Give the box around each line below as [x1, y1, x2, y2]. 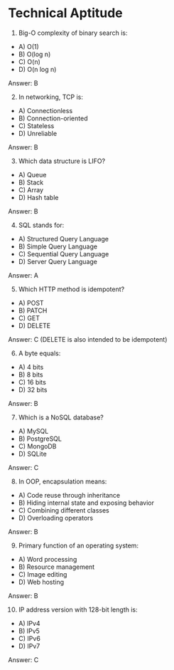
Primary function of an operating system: [18, 541, 139, 550]
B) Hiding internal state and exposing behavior [18, 498, 155, 507]
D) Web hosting [18, 577, 65, 586]
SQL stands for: [18, 221, 65, 229]
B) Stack [18, 178, 44, 187]
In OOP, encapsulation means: [18, 477, 107, 486]
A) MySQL [18, 426, 49, 435]
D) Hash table [18, 193, 59, 201]
